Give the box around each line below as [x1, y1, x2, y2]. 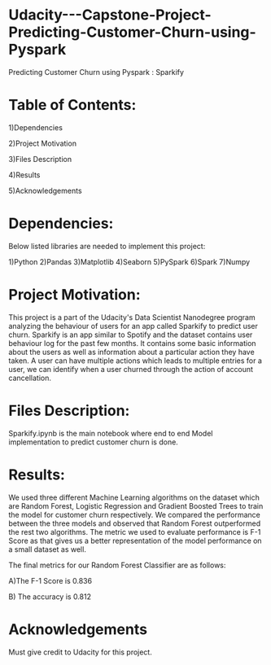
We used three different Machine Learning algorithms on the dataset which [8, 492, 260, 502]
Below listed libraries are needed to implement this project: [8, 241, 206, 251]
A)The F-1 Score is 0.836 [8, 575, 92, 585]
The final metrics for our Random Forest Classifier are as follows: [8, 560, 226, 570]
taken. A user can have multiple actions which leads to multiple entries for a [8, 356, 263, 365]
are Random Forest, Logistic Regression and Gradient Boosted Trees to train [8, 501, 264, 510]
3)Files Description [8, 154, 72, 164]
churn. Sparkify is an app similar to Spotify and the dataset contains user [8, 330, 253, 339]
